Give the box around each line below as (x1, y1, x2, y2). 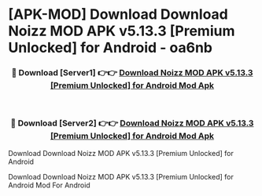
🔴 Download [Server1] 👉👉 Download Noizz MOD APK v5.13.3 (11, 67, 253, 78)
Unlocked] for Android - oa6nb (8, 39, 212, 56)
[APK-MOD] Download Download (8, 5, 228, 24)
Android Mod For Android (8, 180, 90, 190)
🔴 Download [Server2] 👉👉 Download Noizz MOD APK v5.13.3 (10, 118, 254, 129)
